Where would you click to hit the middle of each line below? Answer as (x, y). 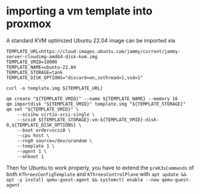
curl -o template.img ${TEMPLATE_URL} (54, 88)
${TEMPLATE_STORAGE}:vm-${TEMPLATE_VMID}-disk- (99, 120)
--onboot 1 (31, 156)
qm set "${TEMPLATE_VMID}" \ (43, 109)
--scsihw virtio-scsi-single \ (56, 114)
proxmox (29, 24)
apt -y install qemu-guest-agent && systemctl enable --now (83, 180)
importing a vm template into (79, 11)
